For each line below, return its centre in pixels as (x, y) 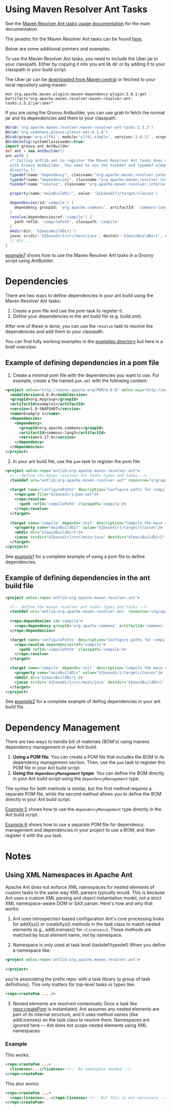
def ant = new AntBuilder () (35, 151)
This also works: (22, 1083)
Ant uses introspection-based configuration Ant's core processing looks (88, 919)
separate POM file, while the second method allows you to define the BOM (83, 794)
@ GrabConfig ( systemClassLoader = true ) (45, 141)
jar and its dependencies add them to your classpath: (61, 118)
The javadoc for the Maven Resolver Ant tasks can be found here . (74, 39)
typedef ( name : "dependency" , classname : (52, 175)
